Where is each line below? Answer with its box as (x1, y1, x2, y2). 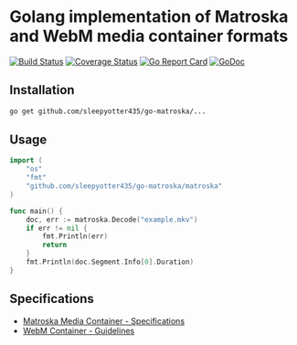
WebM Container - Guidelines (22, 325, 135, 336)
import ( (9, 156, 43, 165)
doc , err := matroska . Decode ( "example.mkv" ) (26, 214, 198, 225)
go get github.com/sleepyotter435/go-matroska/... (9, 107, 207, 116)
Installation (9, 82, 75, 98)
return (42, 240, 68, 250)
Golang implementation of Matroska (9, 6, 289, 27)
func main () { (9, 206, 64, 215)
